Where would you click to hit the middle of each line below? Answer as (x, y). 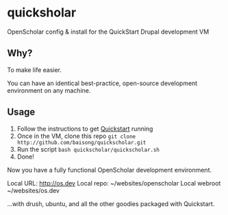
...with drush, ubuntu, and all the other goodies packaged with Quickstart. (111, 203)
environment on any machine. (49, 90)
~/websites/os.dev (34, 190)
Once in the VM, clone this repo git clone (76, 136)
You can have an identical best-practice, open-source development (102, 83)
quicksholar (42, 13)
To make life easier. (35, 69)
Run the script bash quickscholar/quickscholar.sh (88, 149)
